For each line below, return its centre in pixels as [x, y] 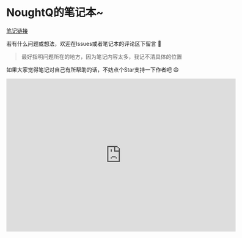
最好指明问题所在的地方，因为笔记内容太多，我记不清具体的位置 [101, 56]
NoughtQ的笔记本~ [55, 13]
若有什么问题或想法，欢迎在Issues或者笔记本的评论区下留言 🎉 [84, 43]
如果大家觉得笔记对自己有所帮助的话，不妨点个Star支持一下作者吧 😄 [93, 69]
